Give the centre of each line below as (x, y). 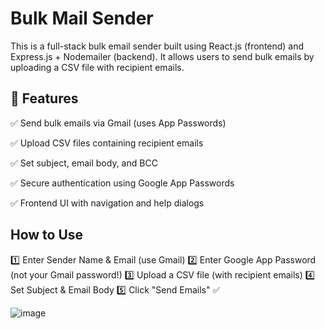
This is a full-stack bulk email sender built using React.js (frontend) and (157, 46)
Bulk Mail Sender (82, 18)
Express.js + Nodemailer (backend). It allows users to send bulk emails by (162, 56)
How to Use (47, 235)
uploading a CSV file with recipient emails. (97, 67)
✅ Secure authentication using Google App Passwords (122, 183)
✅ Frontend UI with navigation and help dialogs (107, 203)
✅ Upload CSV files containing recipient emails (107, 143)
